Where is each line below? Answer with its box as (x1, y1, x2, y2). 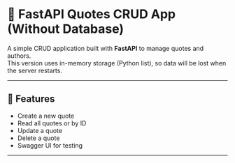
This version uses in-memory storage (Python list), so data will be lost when (7, 59, 227, 67)
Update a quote (17, 126, 63, 134)
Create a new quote (17, 111, 75, 120)
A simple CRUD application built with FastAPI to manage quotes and (7, 44, 204, 52)
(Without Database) (7, 21, 124, 37)
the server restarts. (7, 66, 63, 75)
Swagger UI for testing (17, 141, 83, 149)
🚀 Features (7, 93, 55, 105)
